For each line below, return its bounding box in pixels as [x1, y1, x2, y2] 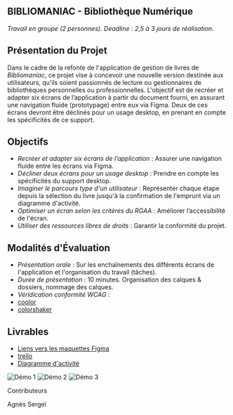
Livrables [7, 326, 49, 338]
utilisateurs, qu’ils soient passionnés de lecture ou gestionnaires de [7, 78, 202, 86]
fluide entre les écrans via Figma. [17, 162, 114, 171]
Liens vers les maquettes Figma [17, 344, 110, 353]
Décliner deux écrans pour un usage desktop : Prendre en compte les [17, 169, 220, 178]
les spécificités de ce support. [7, 115, 95, 124]
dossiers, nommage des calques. [17, 283, 114, 291]
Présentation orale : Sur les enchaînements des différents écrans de [17, 261, 215, 269]
